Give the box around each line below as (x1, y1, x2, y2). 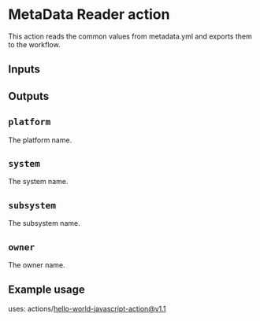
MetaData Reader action (8, 6, 170, 24)
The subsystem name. (8, 219, 80, 228)
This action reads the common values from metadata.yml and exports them (8, 31, 252, 41)
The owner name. (8, 260, 65, 269)
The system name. (8, 177, 69, 186)
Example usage (8, 283, 85, 297)
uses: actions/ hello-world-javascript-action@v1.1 (8, 304, 166, 313)
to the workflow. (8, 39, 61, 49)
